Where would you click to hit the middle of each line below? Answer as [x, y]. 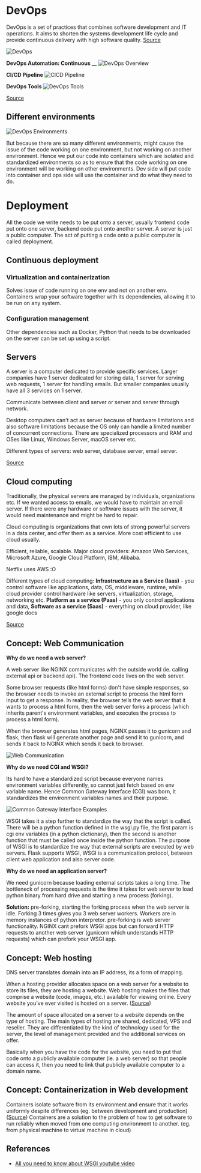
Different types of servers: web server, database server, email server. [92, 451]
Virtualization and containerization [58, 277]
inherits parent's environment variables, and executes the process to [91, 713]
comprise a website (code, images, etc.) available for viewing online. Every [99, 996]
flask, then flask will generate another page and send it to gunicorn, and [95, 738]
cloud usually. [23, 540]
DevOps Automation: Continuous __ [52, 63]
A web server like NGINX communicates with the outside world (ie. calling [97, 670]
